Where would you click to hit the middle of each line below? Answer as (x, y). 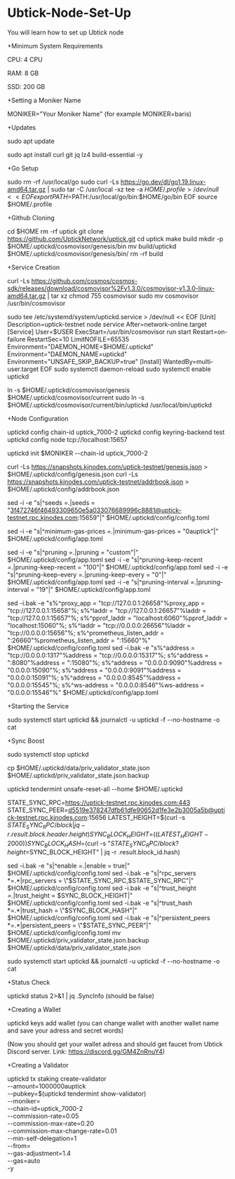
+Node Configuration (38, 418)
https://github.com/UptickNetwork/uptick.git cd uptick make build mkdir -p (115, 238)
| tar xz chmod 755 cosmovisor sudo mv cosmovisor (123, 295)
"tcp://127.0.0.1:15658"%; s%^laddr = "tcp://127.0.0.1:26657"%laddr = (107, 610)
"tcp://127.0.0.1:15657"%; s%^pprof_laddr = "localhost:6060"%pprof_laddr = (117, 618)
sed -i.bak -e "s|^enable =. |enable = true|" (69, 866)
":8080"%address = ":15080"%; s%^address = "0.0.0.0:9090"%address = (115, 662)
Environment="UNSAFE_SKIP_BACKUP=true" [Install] (85, 361)
